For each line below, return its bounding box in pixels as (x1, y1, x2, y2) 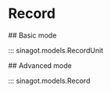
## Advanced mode (8, 60, 72, 70)
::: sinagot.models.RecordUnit (8, 45, 104, 55)
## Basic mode (8, 30, 57, 40)
